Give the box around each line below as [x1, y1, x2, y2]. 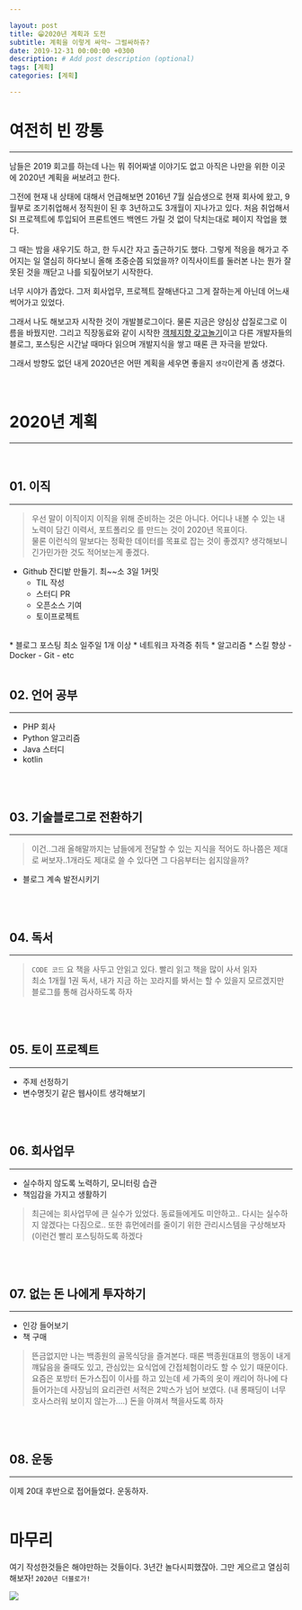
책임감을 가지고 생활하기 [22, 1189, 108, 1199]
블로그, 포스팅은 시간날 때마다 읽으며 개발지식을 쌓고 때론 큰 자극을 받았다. [9, 339, 268, 349]
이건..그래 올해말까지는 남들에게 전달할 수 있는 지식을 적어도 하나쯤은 [31, 844, 271, 855]
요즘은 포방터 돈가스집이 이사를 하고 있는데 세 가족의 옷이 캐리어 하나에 [31, 1373, 279, 1384]
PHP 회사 [22, 721, 56, 732]
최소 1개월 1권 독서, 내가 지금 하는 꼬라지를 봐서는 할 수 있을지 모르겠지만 [31, 975, 285, 986]
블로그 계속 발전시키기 [22, 874, 101, 885]
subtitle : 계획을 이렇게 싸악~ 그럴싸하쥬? [9, 38, 150, 47]
